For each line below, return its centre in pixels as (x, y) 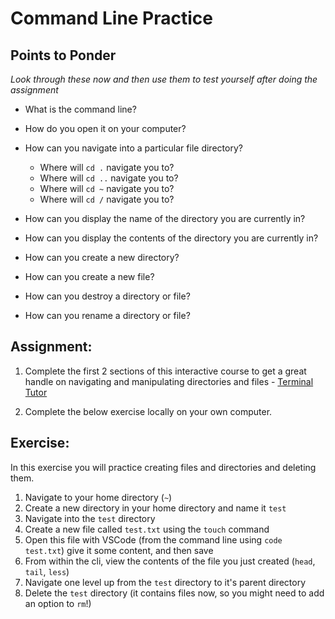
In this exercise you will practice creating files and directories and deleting (163, 467)
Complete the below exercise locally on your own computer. (148, 411)
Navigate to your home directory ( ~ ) (98, 497)
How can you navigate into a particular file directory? (133, 148)
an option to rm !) (58, 603)
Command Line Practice (112, 18)
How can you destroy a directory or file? (107, 296)
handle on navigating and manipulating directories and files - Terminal (169, 381)
